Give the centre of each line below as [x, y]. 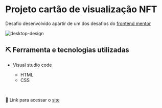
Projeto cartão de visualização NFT [81, 9]
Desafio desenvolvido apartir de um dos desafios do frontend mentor [78, 23]
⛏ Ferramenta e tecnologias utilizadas [67, 50]
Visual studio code [32, 65]
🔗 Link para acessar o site [32, 100]
